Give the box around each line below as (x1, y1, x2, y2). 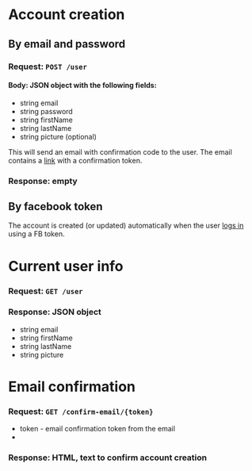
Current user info (8, 257, 124, 275)
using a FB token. (8, 229, 65, 239)
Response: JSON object (8, 307, 101, 318)
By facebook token (8, 200, 103, 213)
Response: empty (8, 175, 78, 186)
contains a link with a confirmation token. (8, 155, 143, 165)
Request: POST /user (8, 61, 87, 72)
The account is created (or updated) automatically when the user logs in (8, 220, 244, 231)
